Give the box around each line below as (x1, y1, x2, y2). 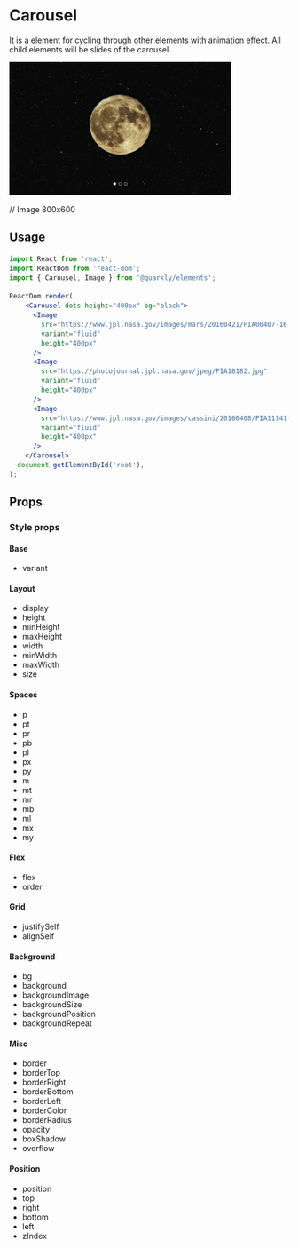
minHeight (21, 622, 60, 632)
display (21, 603, 49, 614)
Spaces (9, 689, 38, 700)
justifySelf (21, 921, 59, 933)
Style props (9, 521, 60, 534)
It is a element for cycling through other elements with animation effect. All (9, 35, 281, 45)
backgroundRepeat (21, 1018, 93, 1029)
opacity (21, 1125, 51, 1135)
